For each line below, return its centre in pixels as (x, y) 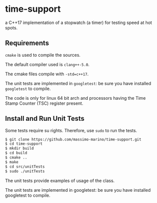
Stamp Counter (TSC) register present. (44, 103)
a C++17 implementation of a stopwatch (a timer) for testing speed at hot (78, 23)
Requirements (27, 43)
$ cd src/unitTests (25, 167)
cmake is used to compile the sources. (43, 55)
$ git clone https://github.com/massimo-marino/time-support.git (73, 139)
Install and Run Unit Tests (45, 119)
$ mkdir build (20, 148)
